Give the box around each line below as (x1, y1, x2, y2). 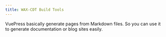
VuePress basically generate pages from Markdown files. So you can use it (5, 21, 161, 27)
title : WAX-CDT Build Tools (5, 7, 64, 12)
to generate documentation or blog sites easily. (5, 26, 103, 32)
